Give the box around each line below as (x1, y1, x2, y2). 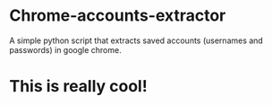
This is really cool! (9, 76, 148, 97)
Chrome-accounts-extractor (9, 5, 226, 26)
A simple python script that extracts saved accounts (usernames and (9, 35, 264, 46)
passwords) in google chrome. (9, 44, 123, 55)
